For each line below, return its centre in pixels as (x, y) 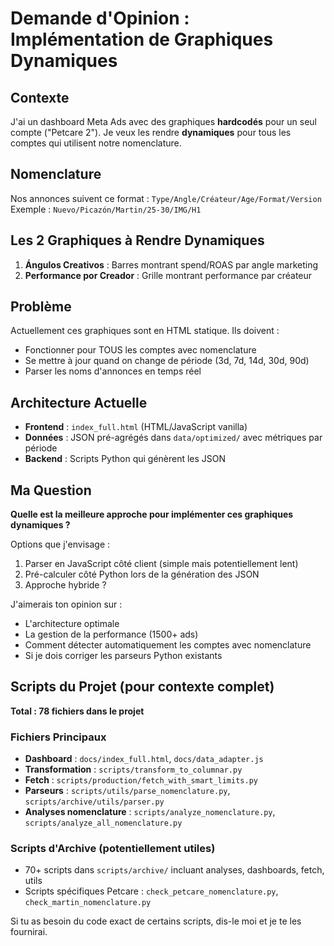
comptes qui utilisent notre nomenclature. (96, 143)
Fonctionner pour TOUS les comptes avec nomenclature (140, 350)
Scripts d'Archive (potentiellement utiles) (113, 849)
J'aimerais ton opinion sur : (66, 604)
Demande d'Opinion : (100, 18)
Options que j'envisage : (60, 544)
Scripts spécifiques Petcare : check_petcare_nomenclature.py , (151, 891)
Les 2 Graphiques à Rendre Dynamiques (137, 240)
